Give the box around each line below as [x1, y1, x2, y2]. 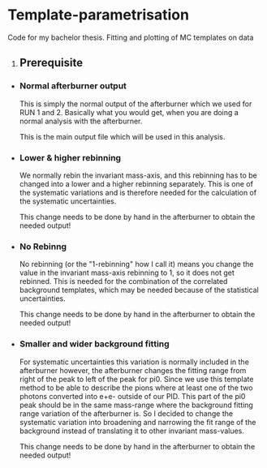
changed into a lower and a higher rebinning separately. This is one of [19, 178, 253, 188]
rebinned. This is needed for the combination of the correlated [19, 277, 228, 286]
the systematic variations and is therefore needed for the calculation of [19, 187, 257, 197]
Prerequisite [19, 56, 83, 70]
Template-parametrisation [7, 6, 190, 24]
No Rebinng [19, 241, 67, 252]
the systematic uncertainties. [19, 196, 117, 206]
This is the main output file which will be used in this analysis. [19, 131, 226, 141]
